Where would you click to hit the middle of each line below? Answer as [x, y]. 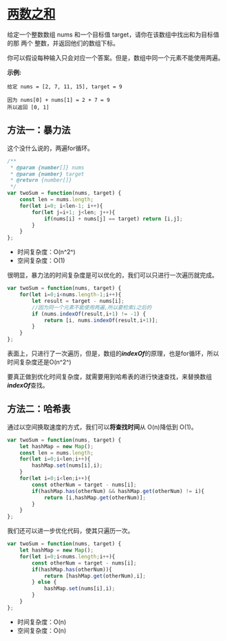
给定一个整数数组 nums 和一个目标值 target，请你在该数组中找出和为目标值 [113, 34]
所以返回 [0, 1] [28, 107]
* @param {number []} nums [47, 167]
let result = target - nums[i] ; [78, 301]
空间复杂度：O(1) [41, 261]
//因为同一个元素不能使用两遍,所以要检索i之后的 [92, 307]
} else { [44, 582]
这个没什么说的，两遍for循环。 [51, 148]
